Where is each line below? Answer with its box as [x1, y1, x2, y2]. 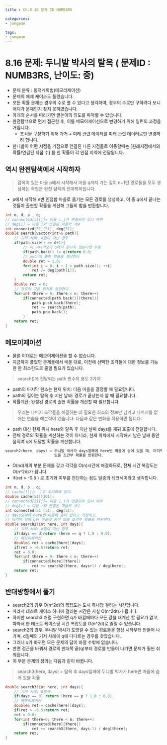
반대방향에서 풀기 [5, 588, 55, 596]
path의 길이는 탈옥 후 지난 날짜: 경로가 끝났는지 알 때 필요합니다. [12, 392, 137, 398]
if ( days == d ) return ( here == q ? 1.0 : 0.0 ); [14, 531, 112, 536]
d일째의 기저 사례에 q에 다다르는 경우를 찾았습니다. [23, 633, 121, 639]
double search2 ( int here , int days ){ [5, 522, 83, 527]
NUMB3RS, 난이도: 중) [5, 70, 94, 81]
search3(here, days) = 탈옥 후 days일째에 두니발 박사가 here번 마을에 [17, 668, 155, 674]
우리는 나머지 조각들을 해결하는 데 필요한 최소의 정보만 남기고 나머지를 [17, 409, 153, 415]
